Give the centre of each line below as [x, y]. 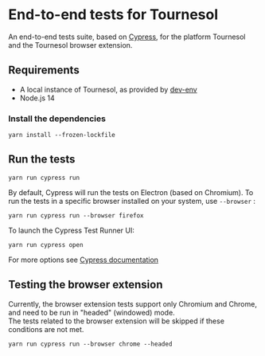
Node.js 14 [37, 98]
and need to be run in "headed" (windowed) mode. [92, 312]
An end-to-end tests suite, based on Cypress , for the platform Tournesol [127, 37]
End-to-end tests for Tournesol [113, 15]
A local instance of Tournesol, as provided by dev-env [108, 89]
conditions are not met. [46, 329]
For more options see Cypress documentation [84, 260]
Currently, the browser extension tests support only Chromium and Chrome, [132, 303]
